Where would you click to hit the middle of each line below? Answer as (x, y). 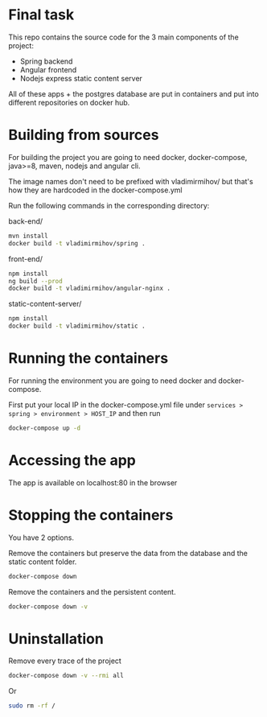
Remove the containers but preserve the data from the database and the (128, 553)
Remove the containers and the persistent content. (92, 591)
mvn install (28, 236)
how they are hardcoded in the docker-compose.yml (95, 190)
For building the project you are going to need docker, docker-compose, (128, 157)
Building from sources (84, 135)
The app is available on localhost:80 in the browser (93, 482)
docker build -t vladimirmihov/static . (77, 326)
